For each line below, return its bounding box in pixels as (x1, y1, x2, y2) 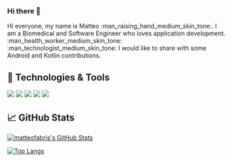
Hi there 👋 (7, 6, 42, 16)
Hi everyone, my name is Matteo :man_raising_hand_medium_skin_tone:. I (7, 22, 217, 30)
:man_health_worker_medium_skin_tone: (7, 37, 123, 45)
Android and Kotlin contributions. (7, 51, 102, 60)
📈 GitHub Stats (7, 111, 75, 123)
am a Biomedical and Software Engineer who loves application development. (7, 29, 226, 37)
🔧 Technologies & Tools (7, 71, 110, 83)
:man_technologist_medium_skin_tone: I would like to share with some (7, 44, 206, 53)
